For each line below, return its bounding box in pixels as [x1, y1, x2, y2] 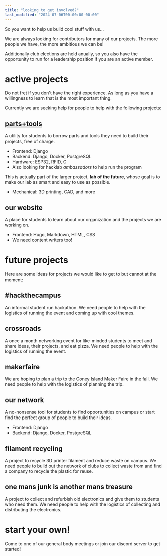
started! [5, 546, 21, 552]
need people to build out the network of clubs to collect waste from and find [5, 463, 162, 469]
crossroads [5, 324, 41, 333]
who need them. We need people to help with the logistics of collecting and [5, 501, 161, 507]
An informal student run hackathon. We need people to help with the [5, 304, 146, 310]
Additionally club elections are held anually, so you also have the [5, 51, 138, 57]
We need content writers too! [12, 237, 72, 243]
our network [5, 396, 44, 404]
